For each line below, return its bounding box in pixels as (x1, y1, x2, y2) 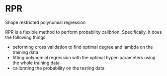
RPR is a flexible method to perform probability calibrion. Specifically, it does (5, 29, 162, 35)
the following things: (5, 34, 47, 40)
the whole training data (12, 60, 60, 66)
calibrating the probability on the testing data (12, 65, 105, 71)
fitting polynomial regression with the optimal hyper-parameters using (12, 54, 156, 60)
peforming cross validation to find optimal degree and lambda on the (12, 44, 153, 50)
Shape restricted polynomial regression (5, 19, 86, 25)
